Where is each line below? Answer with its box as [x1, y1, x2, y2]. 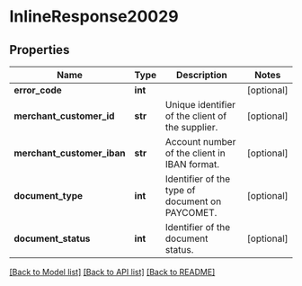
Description [176, 69, 227, 81]
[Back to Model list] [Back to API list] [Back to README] [9, 267, 216, 277]
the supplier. [164, 121, 218, 133]
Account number [164, 136, 236, 147]
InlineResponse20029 [9, 6, 179, 27]
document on [164, 195, 222, 208]
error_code [13, 84, 63, 96]
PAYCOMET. [164, 207, 218, 219]
